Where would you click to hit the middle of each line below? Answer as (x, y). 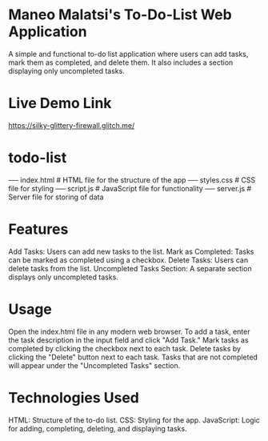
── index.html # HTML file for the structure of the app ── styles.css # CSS (132, 180)
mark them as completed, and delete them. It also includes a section (121, 62)
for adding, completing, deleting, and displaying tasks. (98, 428)
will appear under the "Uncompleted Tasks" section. (94, 365)
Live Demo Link (60, 104)
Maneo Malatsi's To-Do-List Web (120, 15)
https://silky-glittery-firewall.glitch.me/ (72, 125)
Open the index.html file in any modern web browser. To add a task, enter (129, 331)
